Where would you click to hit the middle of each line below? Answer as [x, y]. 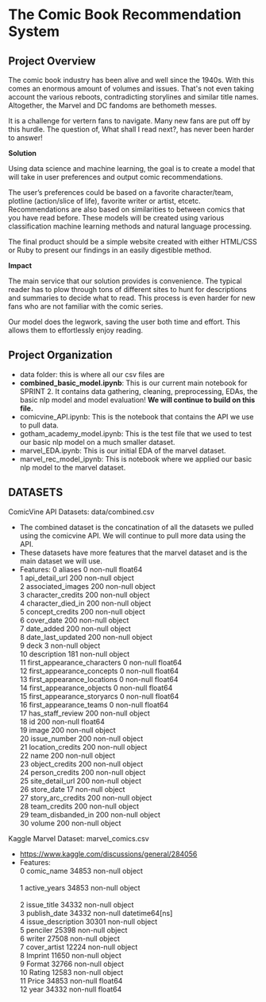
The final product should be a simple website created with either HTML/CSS [133, 242]
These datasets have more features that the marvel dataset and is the [133, 552]
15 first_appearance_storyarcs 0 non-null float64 [99, 696]
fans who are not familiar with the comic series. [86, 306]
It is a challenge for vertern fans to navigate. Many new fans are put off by [129, 121]
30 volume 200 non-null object [70, 823]
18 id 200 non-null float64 [62, 721]
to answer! [25, 138]
